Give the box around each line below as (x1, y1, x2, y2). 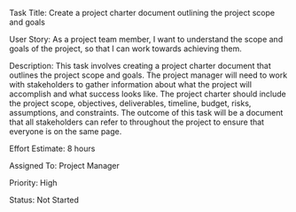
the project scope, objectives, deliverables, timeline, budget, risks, (9, 98, 252, 109)
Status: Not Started (9, 194, 80, 205)
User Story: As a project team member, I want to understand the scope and (9, 34, 284, 44)
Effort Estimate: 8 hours (9, 143, 96, 154)
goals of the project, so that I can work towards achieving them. (9, 43, 242, 54)
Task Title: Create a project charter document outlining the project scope (9, 8, 276, 18)
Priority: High (9, 178, 58, 188)
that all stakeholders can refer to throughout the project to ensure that (9, 117, 264, 127)
